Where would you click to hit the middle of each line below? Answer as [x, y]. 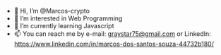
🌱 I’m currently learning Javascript [64, 26]
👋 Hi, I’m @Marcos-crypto [52, 11]
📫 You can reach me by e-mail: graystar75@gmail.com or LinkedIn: [113, 34]
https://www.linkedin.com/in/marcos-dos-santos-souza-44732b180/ [114, 44]
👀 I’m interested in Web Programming [68, 18]
